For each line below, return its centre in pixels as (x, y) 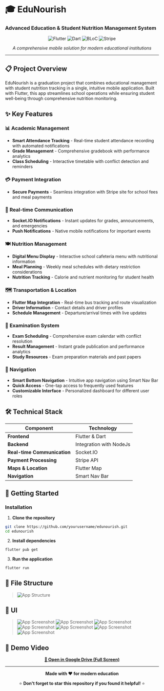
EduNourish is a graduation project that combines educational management (81, 83)
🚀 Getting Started (32, 493)
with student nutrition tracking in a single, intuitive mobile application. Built (80, 88)
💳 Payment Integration (33, 179)
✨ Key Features (29, 114)
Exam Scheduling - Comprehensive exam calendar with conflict (77, 336)
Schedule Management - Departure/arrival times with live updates (79, 313)
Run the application (32, 559)
